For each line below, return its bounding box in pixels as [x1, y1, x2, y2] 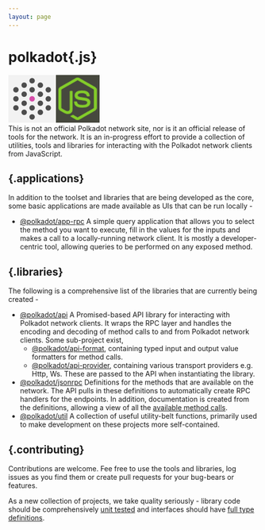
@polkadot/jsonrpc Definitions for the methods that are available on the [19, 377, 254, 387]
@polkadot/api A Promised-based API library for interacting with [19, 310, 230, 319]
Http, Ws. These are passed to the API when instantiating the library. [31, 369, 255, 379]
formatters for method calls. [31, 352, 123, 362]
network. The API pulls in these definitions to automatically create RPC [19, 386, 251, 396]
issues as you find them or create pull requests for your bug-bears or [8, 473, 234, 482]
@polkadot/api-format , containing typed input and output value [31, 344, 239, 354]
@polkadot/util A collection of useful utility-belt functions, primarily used [19, 412, 258, 421]
